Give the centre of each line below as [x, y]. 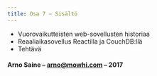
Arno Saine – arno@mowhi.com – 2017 [65, 65]
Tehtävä [29, 49]
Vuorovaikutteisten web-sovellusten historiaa [84, 34]
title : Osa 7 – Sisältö [43, 14]
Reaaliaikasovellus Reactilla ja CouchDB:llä [80, 41]
